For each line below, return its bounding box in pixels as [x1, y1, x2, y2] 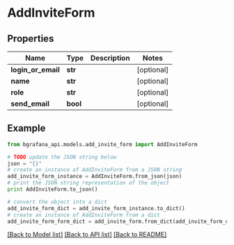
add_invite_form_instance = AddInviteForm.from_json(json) [7, 173, 182, 180]
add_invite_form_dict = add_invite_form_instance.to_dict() [7, 205, 186, 212]
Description [90, 54, 130, 63]
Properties [7, 33, 54, 45]
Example [7, 122, 46, 134]
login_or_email [10, 65, 61, 74]
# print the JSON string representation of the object [7, 180, 170, 187]
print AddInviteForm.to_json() [7, 186, 98, 193]
